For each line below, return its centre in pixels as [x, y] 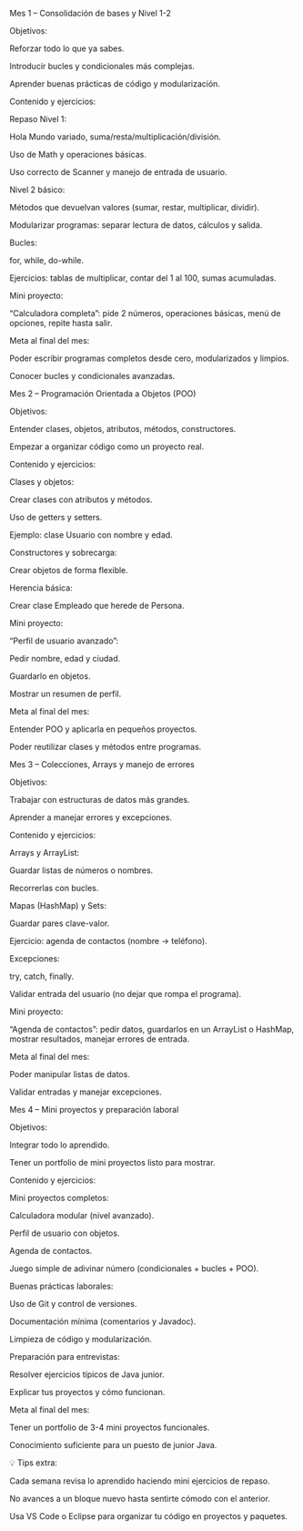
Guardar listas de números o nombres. [81, 870]
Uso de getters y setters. [56, 517]
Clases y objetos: [42, 482]
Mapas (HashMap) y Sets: [58, 905]
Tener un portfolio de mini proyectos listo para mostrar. [112, 1162]
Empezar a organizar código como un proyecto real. [107, 447]
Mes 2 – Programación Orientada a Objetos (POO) [103, 394]
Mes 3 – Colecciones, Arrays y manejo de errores [102, 764]
